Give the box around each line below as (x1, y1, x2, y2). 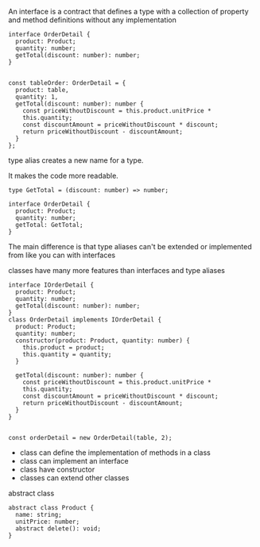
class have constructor (19, 464, 95, 474)
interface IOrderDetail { (8, 281, 94, 289)
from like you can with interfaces (8, 250, 116, 260)
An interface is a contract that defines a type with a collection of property (8, 7, 249, 16)
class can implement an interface (19, 456, 129, 465)
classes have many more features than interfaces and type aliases (8, 266, 225, 275)
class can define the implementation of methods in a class (19, 448, 211, 457)
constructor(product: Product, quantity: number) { (15, 337, 191, 345)
